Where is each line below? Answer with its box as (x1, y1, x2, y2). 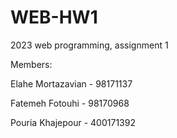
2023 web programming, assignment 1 (10, 39, 169, 51)
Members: (10, 58, 53, 70)
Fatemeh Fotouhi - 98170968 (10, 97, 130, 109)
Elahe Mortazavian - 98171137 (10, 77, 133, 90)
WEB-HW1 (10, 6, 98, 29)
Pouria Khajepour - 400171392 (10, 116, 136, 128)
